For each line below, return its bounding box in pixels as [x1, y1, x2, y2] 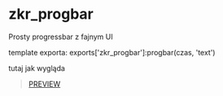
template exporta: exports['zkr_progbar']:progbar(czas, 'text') [8, 47, 216, 57]
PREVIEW [28, 79, 61, 89]
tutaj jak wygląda [8, 63, 65, 73]
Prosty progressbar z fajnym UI [8, 32, 113, 41]
